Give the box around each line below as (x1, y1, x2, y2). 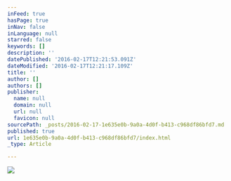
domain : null (13, 102, 52, 109)
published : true (7, 128, 55, 135)
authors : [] (7, 82, 42, 89)
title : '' (7, 69, 37, 76)
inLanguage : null (7, 29, 58, 37)
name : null (13, 95, 46, 102)
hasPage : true (7, 17, 49, 24)
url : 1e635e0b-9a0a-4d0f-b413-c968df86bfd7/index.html (7, 134, 171, 141)
